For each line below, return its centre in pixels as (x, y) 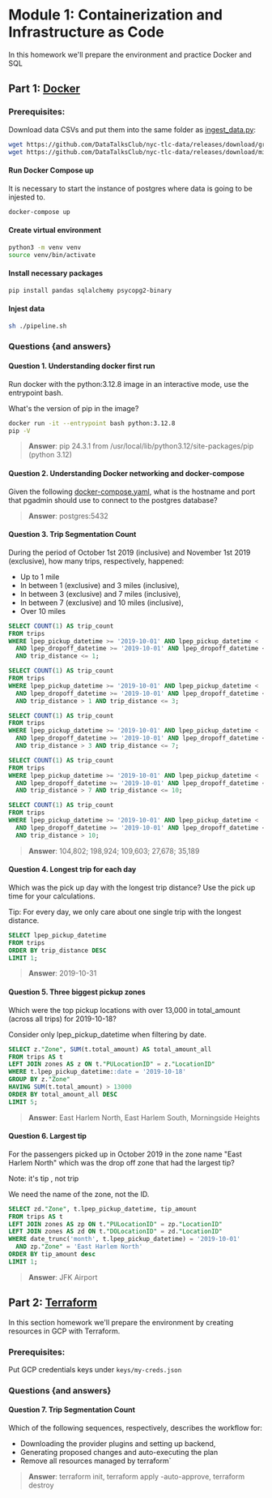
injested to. (27, 197)
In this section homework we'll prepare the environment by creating (121, 1322)
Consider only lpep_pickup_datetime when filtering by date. (108, 1034)
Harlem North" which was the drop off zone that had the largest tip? (121, 1162)
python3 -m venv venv (45, 247)
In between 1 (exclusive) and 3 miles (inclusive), (100, 585)
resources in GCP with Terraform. (64, 1331)
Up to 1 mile (40, 577)
